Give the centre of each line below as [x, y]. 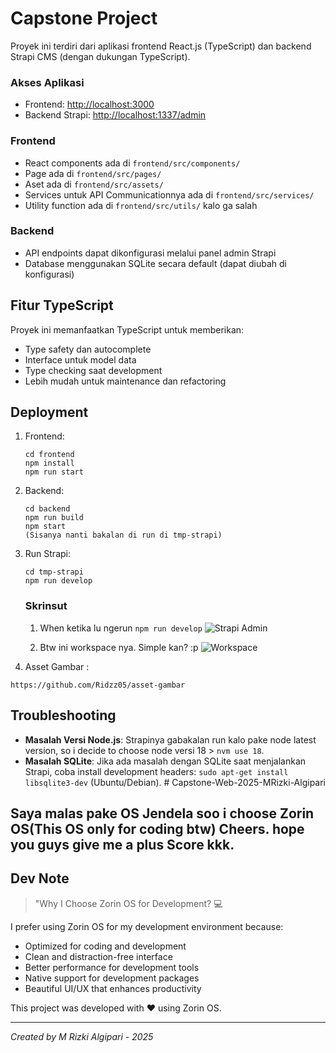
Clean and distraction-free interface [98, 956]
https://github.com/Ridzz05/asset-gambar [98, 685]
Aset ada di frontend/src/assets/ [94, 184]
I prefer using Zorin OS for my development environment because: [147, 926]
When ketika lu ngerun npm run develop [121, 628]
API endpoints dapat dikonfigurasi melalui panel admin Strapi [150, 253]
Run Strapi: [47, 554]
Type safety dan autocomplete [88, 349]
